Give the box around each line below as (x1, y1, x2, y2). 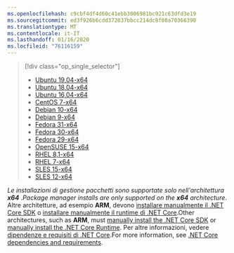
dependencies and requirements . (7, 238, 103, 246)
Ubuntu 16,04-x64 (34, 90, 88, 99)
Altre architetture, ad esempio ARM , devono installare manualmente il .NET (7, 201, 224, 209)
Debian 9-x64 (34, 113, 76, 121)
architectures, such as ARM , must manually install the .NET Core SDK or (7, 216, 216, 224)
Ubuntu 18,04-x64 (34, 83, 89, 91)
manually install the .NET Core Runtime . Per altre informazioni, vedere (7, 224, 209, 231)
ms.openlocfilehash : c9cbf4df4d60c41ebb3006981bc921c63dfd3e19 (7, 10, 197, 18)
